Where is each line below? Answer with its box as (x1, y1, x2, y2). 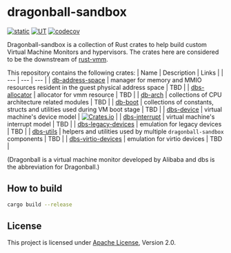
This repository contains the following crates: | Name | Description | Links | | (7, 68, 224, 77)
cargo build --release (7, 201, 72, 208)
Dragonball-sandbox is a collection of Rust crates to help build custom (7, 40, 207, 48)
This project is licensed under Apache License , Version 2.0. (7, 238, 176, 247)
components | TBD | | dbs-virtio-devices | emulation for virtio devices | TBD (7, 134, 223, 142)
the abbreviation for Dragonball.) (7, 162, 100, 171)
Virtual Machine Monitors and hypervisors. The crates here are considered (7, 48, 219, 56)
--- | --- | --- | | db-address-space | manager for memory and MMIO (7, 75, 202, 84)
